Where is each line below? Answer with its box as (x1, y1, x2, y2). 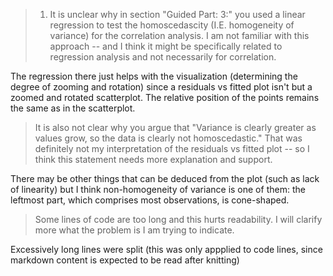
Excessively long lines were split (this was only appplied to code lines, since (10, 244, 323, 255)
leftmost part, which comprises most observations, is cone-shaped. (10, 194, 290, 206)
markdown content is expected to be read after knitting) (10, 254, 240, 266)
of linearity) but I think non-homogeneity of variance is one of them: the (10, 184, 306, 195)
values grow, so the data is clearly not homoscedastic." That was (34, 132, 303, 144)
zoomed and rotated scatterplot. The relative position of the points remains (10, 92, 320, 103)
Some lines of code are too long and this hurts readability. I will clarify (34, 214, 323, 225)
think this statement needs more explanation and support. (34, 154, 273, 165)
